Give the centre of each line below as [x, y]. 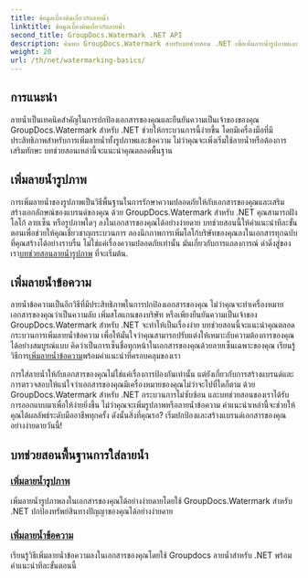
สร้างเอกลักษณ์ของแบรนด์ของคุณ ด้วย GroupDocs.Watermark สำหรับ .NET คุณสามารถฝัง [154, 212]
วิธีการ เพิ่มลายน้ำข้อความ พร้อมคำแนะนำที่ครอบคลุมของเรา [96, 356]
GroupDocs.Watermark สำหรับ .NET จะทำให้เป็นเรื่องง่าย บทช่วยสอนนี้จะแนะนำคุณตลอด [153, 325]
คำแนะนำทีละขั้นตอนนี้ [43, 566]
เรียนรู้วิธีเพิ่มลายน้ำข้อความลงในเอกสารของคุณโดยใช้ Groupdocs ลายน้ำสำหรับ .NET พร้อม [151, 555]
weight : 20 [31, 52]
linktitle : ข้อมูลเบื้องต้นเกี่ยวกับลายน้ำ [68, 27]
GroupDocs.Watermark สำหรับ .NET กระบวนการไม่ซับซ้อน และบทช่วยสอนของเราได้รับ [150, 395]
